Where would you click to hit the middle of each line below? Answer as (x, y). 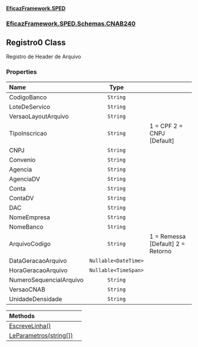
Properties (22, 72)
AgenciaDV (24, 179)
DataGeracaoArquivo (38, 260)
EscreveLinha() (30, 326)
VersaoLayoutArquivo (39, 116)
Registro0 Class (36, 42)
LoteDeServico (30, 107)
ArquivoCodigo (30, 243)
